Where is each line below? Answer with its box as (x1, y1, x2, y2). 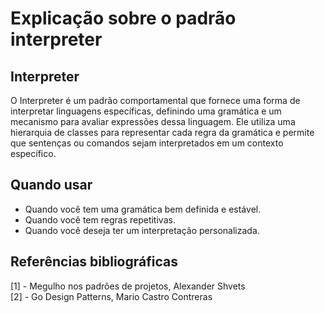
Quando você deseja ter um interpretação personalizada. (24, 224, 260, 236)
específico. (10, 148, 57, 159)
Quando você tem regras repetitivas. (24, 213, 176, 226)
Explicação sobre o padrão (10, 7, 237, 30)
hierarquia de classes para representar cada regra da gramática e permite (10, 127, 315, 138)
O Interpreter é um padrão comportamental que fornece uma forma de (10, 95, 301, 106)
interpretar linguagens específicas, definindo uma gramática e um (10, 105, 282, 117)
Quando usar (10, 177, 93, 194)
